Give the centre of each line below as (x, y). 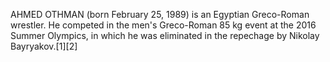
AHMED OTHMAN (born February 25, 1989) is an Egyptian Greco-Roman (160, 14)
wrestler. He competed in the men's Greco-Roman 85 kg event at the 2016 (163, 25)
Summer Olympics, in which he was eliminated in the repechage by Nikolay (165, 35)
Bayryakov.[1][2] (44, 46)
